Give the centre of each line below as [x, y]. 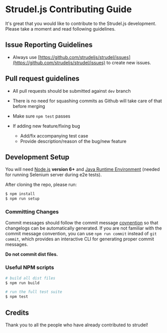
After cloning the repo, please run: [41, 185]
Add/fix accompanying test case [54, 135]
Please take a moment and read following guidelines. [60, 29]
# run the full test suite [34, 292]
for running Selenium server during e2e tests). [54, 175]
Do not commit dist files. [32, 254]
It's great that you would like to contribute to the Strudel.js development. [81, 23]
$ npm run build [22, 283]
